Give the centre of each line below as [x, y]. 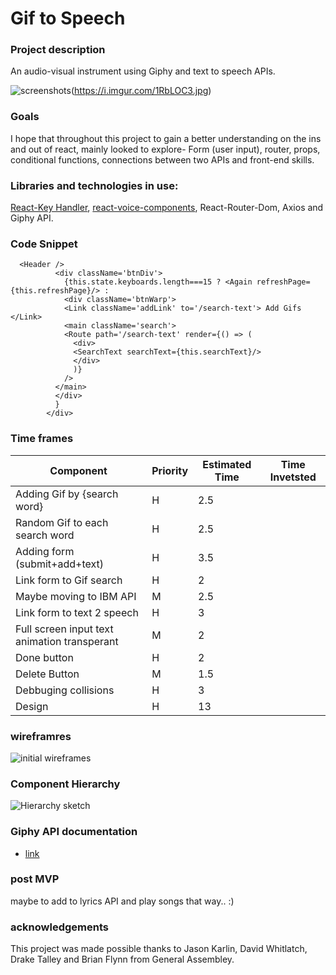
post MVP [35, 879]
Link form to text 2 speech [77, 612]
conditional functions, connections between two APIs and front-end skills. [162, 159]
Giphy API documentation [74, 832]
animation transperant [67, 641]
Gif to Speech [68, 18]
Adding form [45, 551]
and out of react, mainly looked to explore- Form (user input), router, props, [165, 149]
